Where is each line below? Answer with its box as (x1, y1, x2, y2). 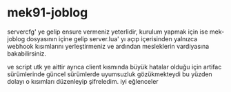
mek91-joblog (7, 5, 88, 21)
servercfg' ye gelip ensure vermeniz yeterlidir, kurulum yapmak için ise (7, 27, 208, 36)
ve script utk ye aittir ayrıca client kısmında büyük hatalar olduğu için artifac (7, 62, 222, 71)
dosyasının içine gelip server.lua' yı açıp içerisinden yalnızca (26, 34, 198, 43)
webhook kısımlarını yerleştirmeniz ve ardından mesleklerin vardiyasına (7, 42, 210, 50)
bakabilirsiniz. (7, 49, 47, 58)
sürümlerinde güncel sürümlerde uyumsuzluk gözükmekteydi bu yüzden (7, 70, 212, 78)
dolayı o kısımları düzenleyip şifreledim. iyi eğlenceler (7, 77, 159, 85)
